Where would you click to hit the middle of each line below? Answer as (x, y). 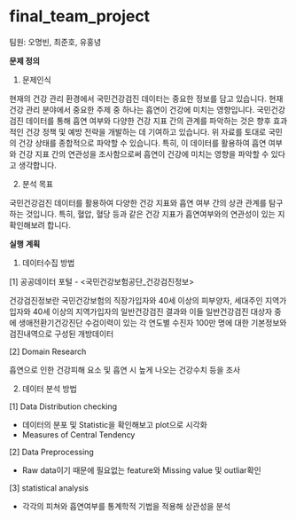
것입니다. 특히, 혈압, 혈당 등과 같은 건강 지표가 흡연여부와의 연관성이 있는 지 (155, 214)
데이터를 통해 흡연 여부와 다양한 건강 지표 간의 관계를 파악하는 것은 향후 (148, 121)
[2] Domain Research (48, 351)
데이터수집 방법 (48, 263)
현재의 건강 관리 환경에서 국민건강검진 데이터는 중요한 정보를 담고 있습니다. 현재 (146, 98)
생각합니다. (38, 165)
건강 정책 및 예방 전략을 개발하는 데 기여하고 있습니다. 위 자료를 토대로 (146, 131)
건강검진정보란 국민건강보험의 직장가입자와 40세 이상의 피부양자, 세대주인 (136, 300)
